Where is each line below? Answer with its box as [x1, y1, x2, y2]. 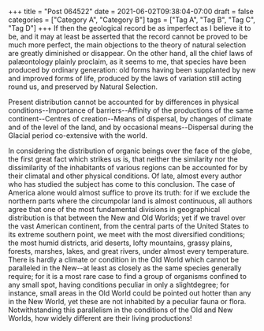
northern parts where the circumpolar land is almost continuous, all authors [8, 196, 253, 206]
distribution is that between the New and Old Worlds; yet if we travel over [8, 213, 246, 222]
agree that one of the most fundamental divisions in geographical [8, 205, 221, 214]
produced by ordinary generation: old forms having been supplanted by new [8, 65, 256, 74]
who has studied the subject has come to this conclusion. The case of [8, 180, 236, 188]
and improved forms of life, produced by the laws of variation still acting [8, 74, 242, 83]
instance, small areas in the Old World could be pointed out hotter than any [8, 288, 251, 298]
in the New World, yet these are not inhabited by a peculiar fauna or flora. [8, 297, 247, 306]
